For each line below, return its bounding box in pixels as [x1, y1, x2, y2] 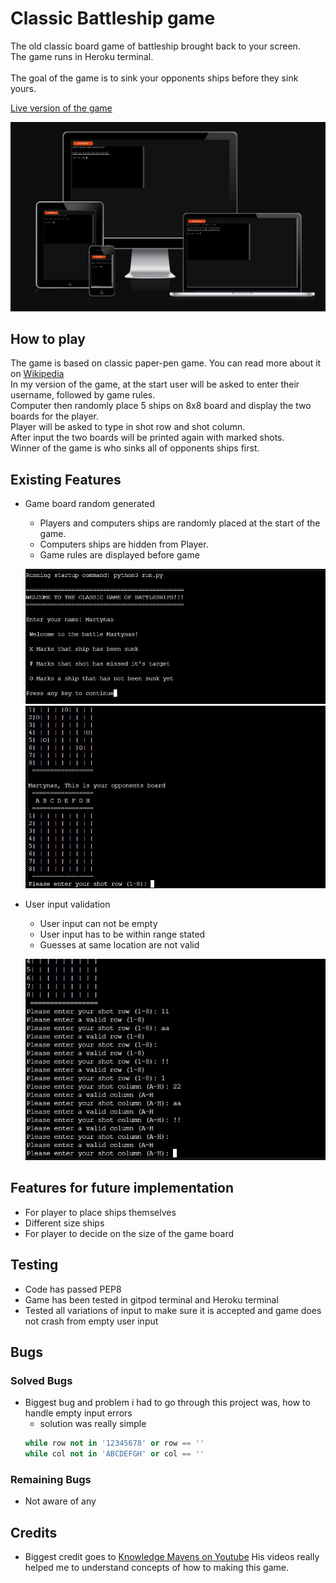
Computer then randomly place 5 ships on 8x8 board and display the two [10, 400, 312, 412]
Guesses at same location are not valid [39, 939, 200, 951]
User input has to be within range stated [39, 928, 206, 941]
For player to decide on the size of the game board [24, 1227, 235, 1239]
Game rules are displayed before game [39, 549, 200, 561]
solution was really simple [39, 1418, 147, 1430]
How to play [10, 331, 86, 348]
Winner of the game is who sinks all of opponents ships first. [10, 442, 260, 454]
